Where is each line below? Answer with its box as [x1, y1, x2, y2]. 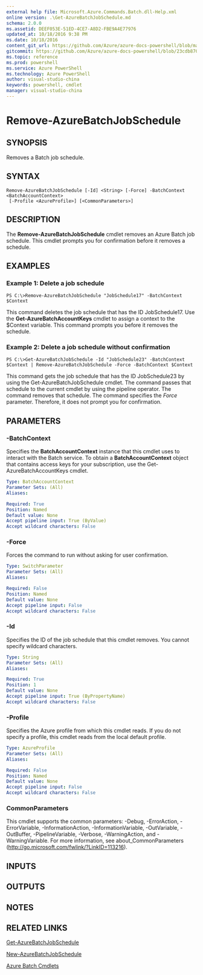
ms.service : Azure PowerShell [6, 65, 83, 71]
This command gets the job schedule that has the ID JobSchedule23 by [6, 373, 185, 380]
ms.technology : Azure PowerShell [6, 71, 91, 77]
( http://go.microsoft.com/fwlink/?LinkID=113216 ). [6, 844, 128, 851]
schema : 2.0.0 [6, 20, 42, 26]
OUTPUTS [6, 882, 45, 892]
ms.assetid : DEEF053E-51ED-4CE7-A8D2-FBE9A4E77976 [6, 25, 137, 32]
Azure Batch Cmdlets [6, 962, 59, 970]
